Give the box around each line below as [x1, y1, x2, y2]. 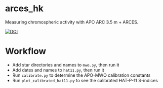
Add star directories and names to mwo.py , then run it [12, 62, 120, 67]
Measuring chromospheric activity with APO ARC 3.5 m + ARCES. [5, 19, 139, 25]
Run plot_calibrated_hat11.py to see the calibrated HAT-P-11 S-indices [12, 77, 158, 83]
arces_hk [5, 3, 43, 14]
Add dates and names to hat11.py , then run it [12, 67, 105, 73]
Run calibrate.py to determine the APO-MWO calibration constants [12, 72, 151, 78]
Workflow [5, 46, 46, 57]
